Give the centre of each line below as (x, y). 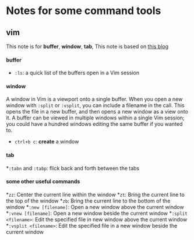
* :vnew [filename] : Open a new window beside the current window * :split (97, 213)
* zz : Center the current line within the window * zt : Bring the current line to (95, 194)
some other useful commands (43, 181)
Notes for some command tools (84, 11)
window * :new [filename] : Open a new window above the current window (95, 207)
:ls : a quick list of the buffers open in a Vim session (77, 73)
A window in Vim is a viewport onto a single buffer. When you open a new (94, 99)
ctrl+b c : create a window (47, 142)
